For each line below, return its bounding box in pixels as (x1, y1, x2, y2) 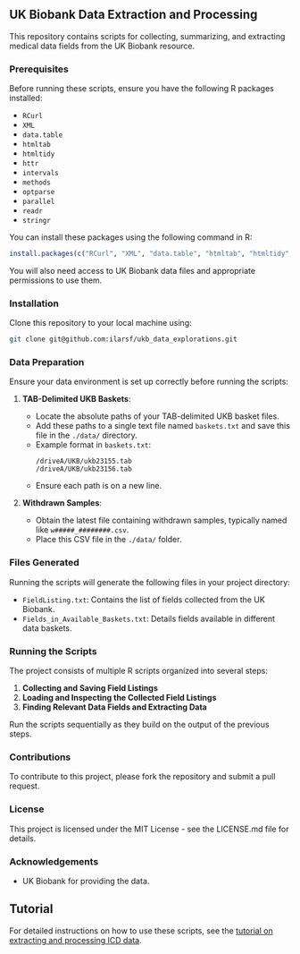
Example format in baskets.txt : (35, 439, 152, 450)
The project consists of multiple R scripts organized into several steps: (9, 666, 268, 677)
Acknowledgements (9, 855, 99, 867)
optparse (21, 188, 55, 197)
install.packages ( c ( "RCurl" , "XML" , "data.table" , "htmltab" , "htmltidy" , (9, 250, 294, 259)
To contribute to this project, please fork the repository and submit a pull (9, 771, 276, 782)
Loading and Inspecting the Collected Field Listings (21, 693, 217, 703)
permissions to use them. (9, 275, 103, 285)
